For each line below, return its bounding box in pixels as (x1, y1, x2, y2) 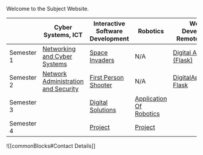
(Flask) (173, 56, 193, 64)
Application (135, 95, 167, 103)
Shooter (89, 81, 113, 89)
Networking (42, 45, 76, 53)
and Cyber (42, 52, 72, 60)
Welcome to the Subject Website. (6, 5, 89, 12)
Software (95, 27, 123, 35)
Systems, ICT (43, 31, 83, 39)
